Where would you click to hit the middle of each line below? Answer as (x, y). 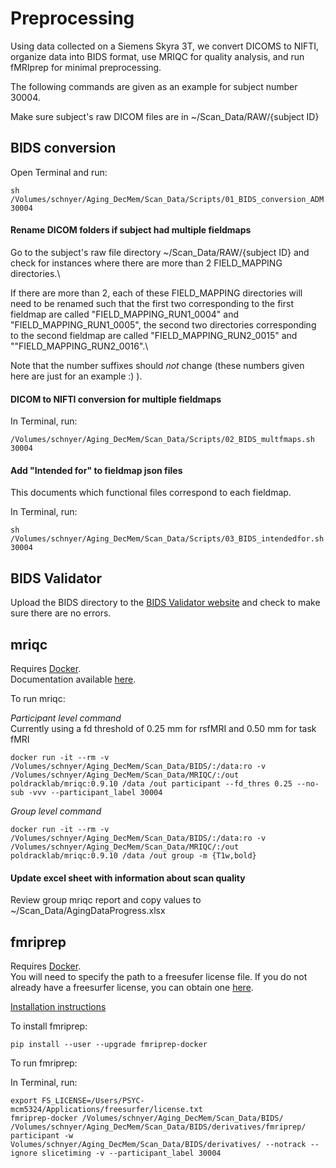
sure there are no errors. (61, 613)
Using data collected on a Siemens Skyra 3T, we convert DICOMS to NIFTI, (165, 46)
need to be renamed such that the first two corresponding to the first (152, 303)
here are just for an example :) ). (76, 376)
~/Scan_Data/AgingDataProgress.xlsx (88, 911)
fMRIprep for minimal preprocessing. (86, 67)
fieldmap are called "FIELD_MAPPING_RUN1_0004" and (124, 314)
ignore (24, 1153)
